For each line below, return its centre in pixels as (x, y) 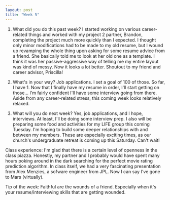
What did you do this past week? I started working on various (77, 29)
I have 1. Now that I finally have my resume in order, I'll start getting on (86, 87)
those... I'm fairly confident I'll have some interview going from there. (85, 93)
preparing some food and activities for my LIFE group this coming (81, 124)
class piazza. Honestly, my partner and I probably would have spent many (82, 155)
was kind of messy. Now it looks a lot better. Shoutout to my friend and (87, 67)
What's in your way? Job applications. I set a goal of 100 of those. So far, (89, 82)
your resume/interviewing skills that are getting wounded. (65, 192)
